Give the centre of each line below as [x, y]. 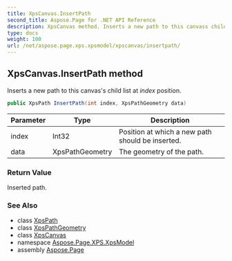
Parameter [28, 120]
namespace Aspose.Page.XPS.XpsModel [76, 242]
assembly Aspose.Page [50, 250]
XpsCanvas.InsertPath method [75, 74]
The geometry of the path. [161, 152]
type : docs [23, 33]
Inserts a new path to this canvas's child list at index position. [94, 90]
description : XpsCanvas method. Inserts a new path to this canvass [108, 26]
